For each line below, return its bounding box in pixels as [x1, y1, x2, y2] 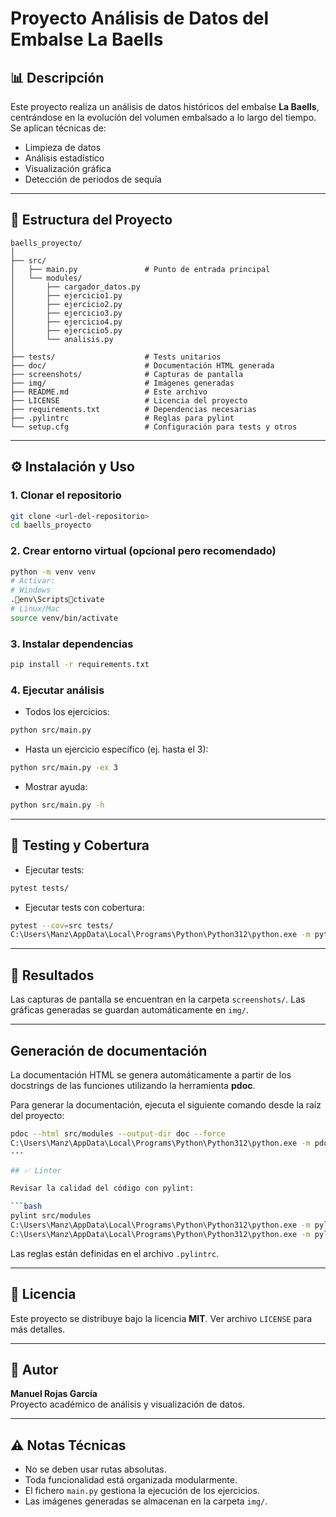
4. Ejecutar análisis [10, 683, 105, 697]
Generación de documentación [10, 1042, 208, 1059]
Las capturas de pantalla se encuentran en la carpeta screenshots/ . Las [10, 993, 306, 1006]
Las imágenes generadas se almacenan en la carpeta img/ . [24, 1495, 268, 1507]
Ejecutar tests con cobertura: [24, 901, 145, 913]
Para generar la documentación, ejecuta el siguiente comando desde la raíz [10, 1098, 322, 1111]
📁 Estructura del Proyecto [10, 212, 173, 229]
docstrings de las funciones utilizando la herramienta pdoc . [10, 1079, 256, 1091]
